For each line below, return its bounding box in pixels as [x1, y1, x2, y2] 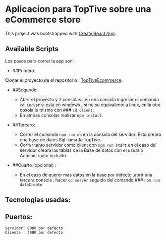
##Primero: [12, 67, 36, 73]
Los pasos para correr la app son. [5, 58, 74, 64]
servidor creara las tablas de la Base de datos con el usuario [19, 147, 144, 153]
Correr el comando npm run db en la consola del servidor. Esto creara [19, 131, 161, 137]
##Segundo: [12, 87, 38, 93]
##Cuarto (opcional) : [12, 162, 56, 168]
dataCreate [19, 182, 43, 187]
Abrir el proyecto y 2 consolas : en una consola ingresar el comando [19, 96, 160, 102]
